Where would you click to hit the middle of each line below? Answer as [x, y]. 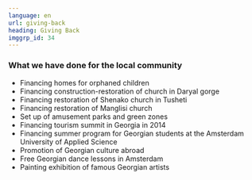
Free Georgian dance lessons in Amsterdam [91, 159]
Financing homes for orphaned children [84, 82]
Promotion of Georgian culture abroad [82, 150]
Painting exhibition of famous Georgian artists [94, 167]
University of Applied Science [68, 142]
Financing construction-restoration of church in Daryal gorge [120, 91]
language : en [30, 15]
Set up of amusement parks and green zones [94, 117]
